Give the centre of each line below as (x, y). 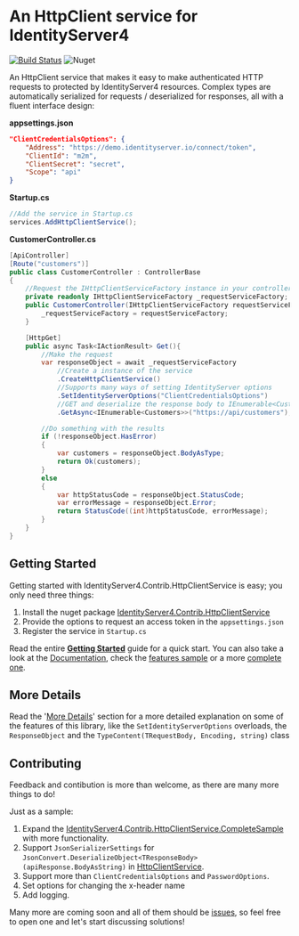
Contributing (45, 763)
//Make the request (77, 354)
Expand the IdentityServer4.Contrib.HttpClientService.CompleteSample (153, 829)
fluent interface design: (52, 105)
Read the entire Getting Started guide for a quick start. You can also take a (147, 648)
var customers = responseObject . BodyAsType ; (141, 453)
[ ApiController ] (39, 256)
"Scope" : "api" (53, 172)
